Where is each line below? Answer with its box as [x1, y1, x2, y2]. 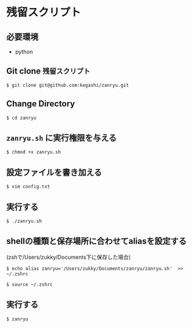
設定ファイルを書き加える [6, 167, 102, 177]
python [15, 48, 33, 55]
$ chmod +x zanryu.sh [6, 149, 61, 155]
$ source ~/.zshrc [6, 281, 53, 287]
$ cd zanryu [6, 115, 36, 121]
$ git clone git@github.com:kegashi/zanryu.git [6, 82, 129, 88]
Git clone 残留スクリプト [6, 66, 91, 77]
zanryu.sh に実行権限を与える [6, 133, 117, 143]
